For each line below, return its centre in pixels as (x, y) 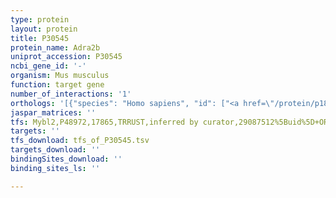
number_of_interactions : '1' (71, 94)
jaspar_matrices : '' (53, 112)
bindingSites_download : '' (66, 159)
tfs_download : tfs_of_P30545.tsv (80, 141)
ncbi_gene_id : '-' (48, 66)
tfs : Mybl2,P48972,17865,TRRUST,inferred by (104, 122)
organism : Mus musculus (60, 76)
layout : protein (44, 29)
